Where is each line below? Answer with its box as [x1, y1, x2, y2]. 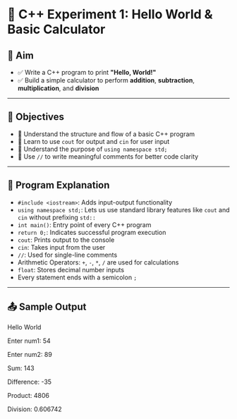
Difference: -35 [7, 377, 51, 387]
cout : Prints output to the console [17, 236, 115, 244]
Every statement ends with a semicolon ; [17, 273, 138, 281]
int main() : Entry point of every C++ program [17, 220, 152, 229]
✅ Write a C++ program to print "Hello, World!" [17, 68, 157, 76]
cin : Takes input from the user [17, 243, 106, 251]
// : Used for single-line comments [17, 250, 118, 259]
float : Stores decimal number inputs [17, 265, 125, 274]
